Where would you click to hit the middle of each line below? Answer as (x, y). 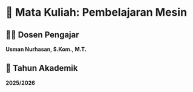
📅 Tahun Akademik (42, 68)
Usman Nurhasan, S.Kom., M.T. (46, 49)
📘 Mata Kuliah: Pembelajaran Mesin (97, 12)
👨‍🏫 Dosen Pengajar (42, 35)
